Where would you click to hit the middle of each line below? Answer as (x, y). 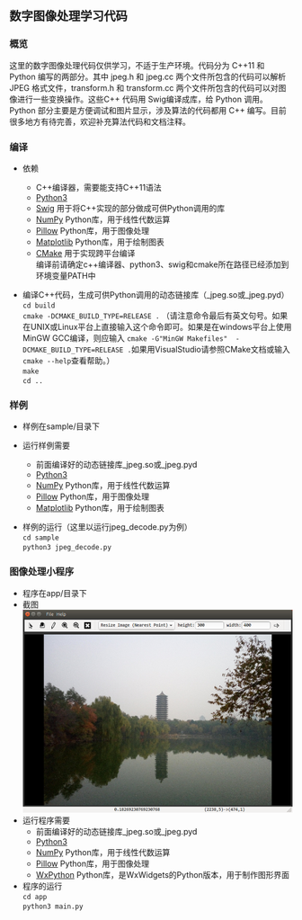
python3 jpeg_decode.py (67, 548)
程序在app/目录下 (54, 593)
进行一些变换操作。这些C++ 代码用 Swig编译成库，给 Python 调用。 (142, 99)
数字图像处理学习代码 (68, 16)
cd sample (41, 538)
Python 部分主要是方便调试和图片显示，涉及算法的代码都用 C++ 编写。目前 (148, 110)
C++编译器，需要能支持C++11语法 (98, 187)
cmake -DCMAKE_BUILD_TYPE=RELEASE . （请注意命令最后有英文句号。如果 (155, 315)
